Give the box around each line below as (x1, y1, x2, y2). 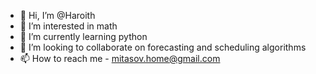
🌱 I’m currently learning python (19, 31, 148, 42)
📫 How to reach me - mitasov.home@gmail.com (19, 53, 221, 64)
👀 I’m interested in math (19, 20, 118, 32)
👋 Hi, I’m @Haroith (19, 10, 96, 21)
